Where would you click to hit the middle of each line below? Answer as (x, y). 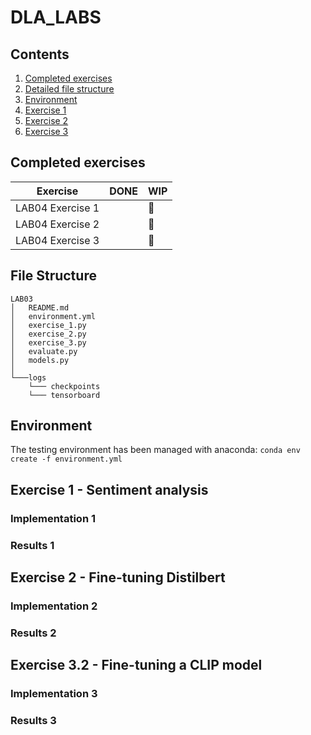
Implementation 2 (54, 606)
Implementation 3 (54, 694)
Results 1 (32, 545)
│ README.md (40, 307)
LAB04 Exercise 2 (57, 224)
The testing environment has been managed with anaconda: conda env (155, 450)
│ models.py (40, 360)
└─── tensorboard (64, 395)
